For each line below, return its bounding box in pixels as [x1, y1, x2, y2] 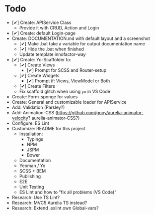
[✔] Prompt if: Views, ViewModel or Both [26, 78, 110, 84]
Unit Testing [19, 184, 44, 190]
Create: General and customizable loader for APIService [11, 99, 127, 105]
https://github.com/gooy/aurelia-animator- [57, 109, 144, 115]
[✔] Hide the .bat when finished [19, 46, 84, 52]
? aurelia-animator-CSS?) [28, 115, 80, 121]
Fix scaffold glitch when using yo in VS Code [19, 88, 110, 94]
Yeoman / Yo [19, 163, 46, 169]
